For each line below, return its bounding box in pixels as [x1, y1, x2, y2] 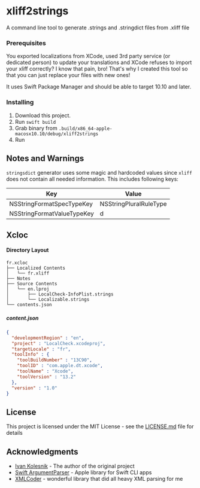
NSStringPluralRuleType [99, 200, 167, 208]
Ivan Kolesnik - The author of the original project [14, 462, 135, 470]
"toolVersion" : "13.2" [17, 374, 77, 380]
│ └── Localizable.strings [6, 296, 90, 303]
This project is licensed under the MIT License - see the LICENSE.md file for [6, 423, 194, 430]
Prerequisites [6, 39, 46, 47]
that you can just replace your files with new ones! [6, 72, 131, 79]
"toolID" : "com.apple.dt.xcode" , [17, 363, 103, 369]
